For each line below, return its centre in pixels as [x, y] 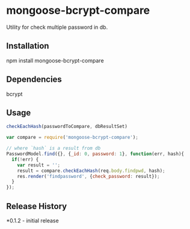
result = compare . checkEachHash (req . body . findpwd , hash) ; [91, 171]
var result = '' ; [39, 165]
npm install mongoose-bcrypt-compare [55, 60]
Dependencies [34, 80]
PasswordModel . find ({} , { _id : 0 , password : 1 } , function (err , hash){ [95, 154]
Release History [37, 206]
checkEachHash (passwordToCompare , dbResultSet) [67, 127]
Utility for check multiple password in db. [57, 27]
